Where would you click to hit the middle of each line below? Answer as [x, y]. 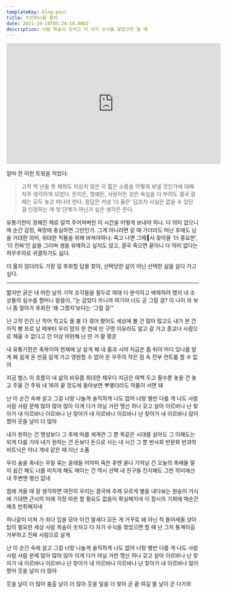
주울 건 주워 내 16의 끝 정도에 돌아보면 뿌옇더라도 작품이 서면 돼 [88, 385]
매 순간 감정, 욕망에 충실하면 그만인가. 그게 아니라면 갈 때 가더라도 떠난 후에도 [99, 230]
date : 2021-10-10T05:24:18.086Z [47, 23]
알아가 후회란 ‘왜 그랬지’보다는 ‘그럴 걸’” [67, 308]
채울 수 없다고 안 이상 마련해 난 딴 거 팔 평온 [65, 336]
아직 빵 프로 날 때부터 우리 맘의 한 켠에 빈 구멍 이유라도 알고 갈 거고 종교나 [94, 329]
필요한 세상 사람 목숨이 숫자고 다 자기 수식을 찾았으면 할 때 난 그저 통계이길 [106, 527]
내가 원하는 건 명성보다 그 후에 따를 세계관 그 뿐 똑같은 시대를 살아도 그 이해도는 [101, 434]
